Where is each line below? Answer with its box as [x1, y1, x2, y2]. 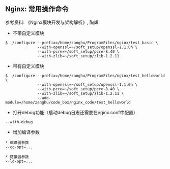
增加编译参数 [12, 129, 40, 135]
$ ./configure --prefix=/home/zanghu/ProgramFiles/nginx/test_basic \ [5, 40, 158, 45]
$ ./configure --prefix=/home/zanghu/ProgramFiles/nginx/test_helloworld [5, 73, 165, 78]
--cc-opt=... [5, 144, 33, 150]
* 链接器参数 [5, 154, 29, 159]
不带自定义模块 [12, 30, 44, 36]
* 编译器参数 [5, 140, 29, 145]
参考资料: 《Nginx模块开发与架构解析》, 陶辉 [5, 19, 99, 25]
